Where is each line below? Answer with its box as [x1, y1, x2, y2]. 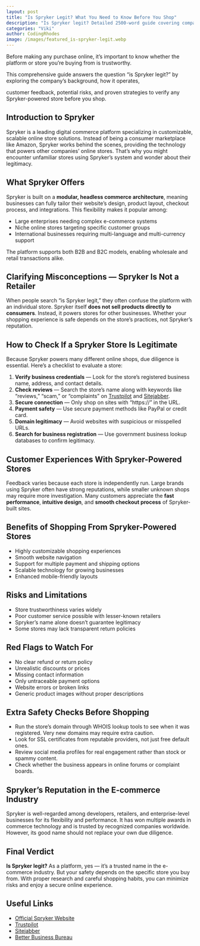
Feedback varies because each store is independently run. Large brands [6, 479, 185, 487]
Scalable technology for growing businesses [14, 566, 124, 574]
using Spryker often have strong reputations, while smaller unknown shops [6, 486, 190, 493]
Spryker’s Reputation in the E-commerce [6, 785, 161, 795]
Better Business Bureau [14, 933, 73, 941]
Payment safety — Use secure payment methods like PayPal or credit [14, 405, 187, 412]
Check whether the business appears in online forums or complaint [14, 761, 180, 769]
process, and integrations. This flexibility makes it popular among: [6, 206, 168, 213]
